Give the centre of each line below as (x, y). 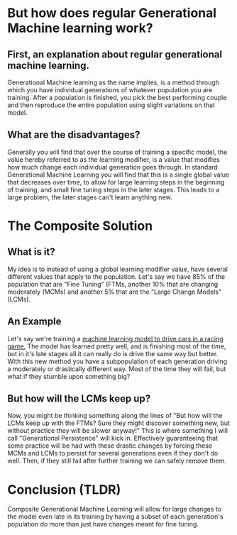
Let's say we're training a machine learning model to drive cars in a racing (115, 338)
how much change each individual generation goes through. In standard (112, 167)
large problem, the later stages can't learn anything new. (90, 197)
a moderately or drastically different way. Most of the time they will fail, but (117, 369)
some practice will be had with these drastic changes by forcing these (110, 446)
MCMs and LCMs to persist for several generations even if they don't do (113, 453)
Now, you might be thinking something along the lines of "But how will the (115, 416)
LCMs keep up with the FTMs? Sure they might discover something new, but (119, 423)
